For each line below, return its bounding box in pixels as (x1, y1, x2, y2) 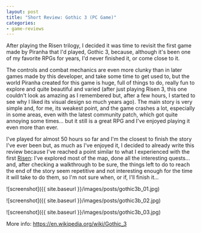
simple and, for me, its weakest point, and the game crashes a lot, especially (6, 104, 195, 112)
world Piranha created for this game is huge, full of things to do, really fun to (6, 79, 195, 86)
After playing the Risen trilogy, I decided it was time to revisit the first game (6, 42, 192, 49)
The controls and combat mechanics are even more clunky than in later (6, 67, 182, 74)
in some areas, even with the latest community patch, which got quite (6, 111, 178, 118)
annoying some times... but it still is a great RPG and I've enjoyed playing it (6, 118, 190, 125)
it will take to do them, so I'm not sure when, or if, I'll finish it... (6, 174, 159, 181)
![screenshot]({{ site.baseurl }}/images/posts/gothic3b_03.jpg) (6, 208, 161, 216)
